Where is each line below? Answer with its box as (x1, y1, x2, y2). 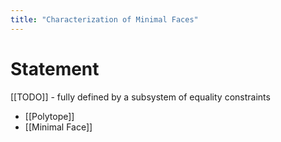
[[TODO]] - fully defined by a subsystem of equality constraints (10, 91, 271, 103)
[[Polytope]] (24, 110, 75, 122)
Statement (10, 57, 100, 80)
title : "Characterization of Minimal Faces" (10, 14, 199, 25)
